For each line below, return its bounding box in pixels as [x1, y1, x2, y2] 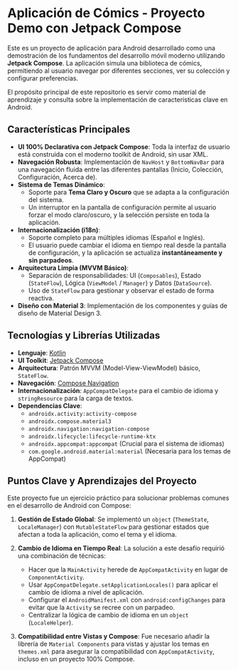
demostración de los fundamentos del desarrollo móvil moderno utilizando [7, 51, 225, 60]
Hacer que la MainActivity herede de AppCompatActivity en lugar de [28, 565, 229, 574]
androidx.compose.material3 [28, 418, 112, 425]
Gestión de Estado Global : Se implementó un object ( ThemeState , [17, 515, 210, 524]
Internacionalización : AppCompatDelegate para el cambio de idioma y [17, 386, 219, 394]
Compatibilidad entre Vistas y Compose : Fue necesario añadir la [17, 632, 210, 641]
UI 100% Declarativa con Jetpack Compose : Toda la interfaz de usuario [17, 142, 230, 151]
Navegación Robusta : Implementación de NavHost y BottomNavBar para [17, 157, 225, 166]
